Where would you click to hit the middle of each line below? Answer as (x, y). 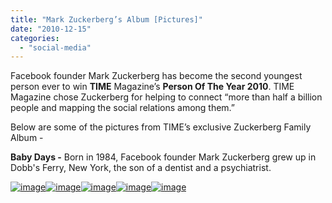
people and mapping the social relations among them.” (123, 108)
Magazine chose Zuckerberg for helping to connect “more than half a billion (166, 97)
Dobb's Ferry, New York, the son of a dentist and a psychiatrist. (141, 168)
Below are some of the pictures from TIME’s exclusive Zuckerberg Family (161, 127)
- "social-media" (55, 47)
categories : (35, 38)
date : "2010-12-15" (51, 29)
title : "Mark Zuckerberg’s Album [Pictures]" (106, 19)
